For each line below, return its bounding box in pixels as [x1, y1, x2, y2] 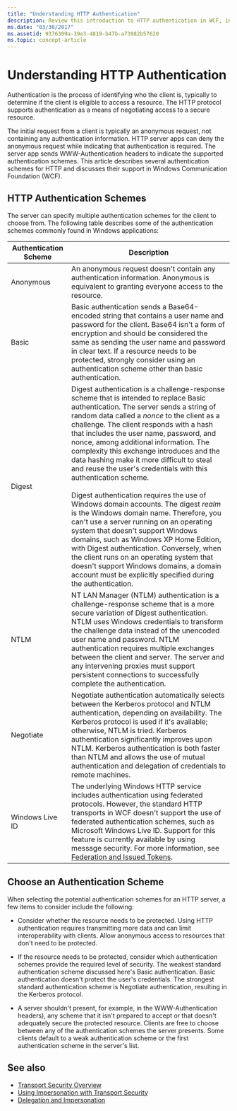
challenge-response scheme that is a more [71, 599, 215, 609]
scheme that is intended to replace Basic [71, 393, 206, 403]
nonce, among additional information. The [71, 437, 210, 447]
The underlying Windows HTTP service [71, 781, 202, 791]
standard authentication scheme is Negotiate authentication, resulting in [17, 982, 227, 991]
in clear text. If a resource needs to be [71, 346, 197, 356]
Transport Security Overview [17, 1081, 102, 1089]
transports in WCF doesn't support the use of [71, 807, 221, 817]
